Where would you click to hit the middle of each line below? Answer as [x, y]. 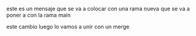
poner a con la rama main [39, 15]
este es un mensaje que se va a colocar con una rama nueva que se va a [98, 9]
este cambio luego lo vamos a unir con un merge [68, 27]
